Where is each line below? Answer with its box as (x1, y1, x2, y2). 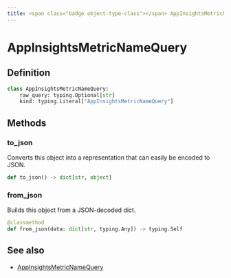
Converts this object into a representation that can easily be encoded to (7, 153, 210, 162)
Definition (7, 67, 50, 79)
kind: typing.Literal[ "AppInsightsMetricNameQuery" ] (19, 98, 174, 105)
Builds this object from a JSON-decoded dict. (7, 206, 136, 214)
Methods (7, 117, 47, 129)
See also (7, 245, 45, 257)
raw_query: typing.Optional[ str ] (19, 92, 115, 98)
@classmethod (7, 220, 45, 226)
